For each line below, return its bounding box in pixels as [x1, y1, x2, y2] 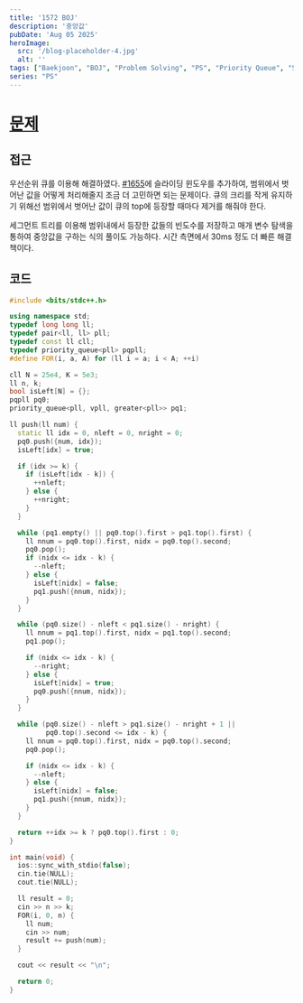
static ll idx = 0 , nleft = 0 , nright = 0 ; [17, 428, 184, 438]
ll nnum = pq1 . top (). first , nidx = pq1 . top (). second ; [25, 628, 232, 637]
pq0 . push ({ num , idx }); [17, 437, 103, 446]
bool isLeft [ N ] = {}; [9, 387, 91, 396]
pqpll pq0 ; [9, 395, 50, 404]
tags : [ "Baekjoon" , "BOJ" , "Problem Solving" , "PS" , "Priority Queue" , [9, 64, 284, 73]
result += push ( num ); [25, 936, 106, 945]
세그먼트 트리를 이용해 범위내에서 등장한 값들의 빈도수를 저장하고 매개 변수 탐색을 [9, 219, 294, 230]
